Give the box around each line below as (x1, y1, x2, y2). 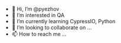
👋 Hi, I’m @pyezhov (11, 6, 60, 12)
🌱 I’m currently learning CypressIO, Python (11, 18, 116, 24)
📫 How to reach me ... (11, 31, 67, 37)
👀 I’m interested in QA (11, 12, 65, 19)
